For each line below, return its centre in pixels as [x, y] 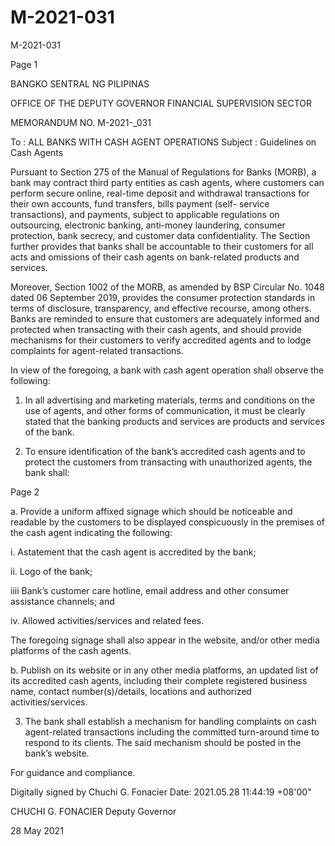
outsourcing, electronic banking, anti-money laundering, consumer [148, 225]
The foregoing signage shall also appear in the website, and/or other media [165, 640]
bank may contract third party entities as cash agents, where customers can [167, 182]
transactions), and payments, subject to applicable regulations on [145, 214]
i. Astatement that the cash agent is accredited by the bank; [133, 552]
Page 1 [24, 64]
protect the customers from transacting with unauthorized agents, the [168, 462]
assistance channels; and [62, 601]
